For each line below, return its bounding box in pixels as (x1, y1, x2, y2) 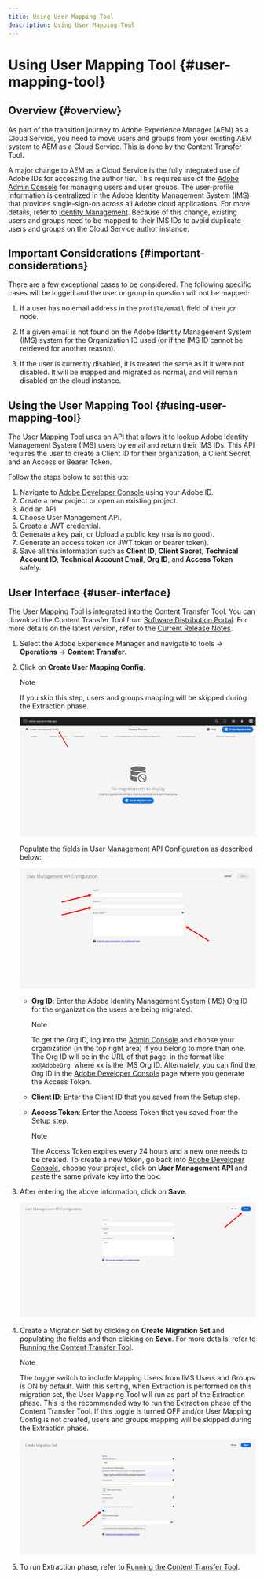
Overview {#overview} (8, 104, 122, 117)
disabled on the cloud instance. (19, 376, 122, 385)
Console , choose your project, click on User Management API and (31, 1163, 247, 1173)
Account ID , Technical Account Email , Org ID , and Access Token (19, 555, 233, 564)
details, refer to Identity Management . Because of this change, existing (8, 207, 237, 217)
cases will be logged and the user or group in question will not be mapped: (8, 288, 250, 298)
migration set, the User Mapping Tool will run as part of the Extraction (19, 1389, 246, 1399)
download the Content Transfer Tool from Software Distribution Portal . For (8, 615, 248, 624)
